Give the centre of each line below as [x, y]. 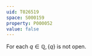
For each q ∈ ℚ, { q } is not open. [46, 47]
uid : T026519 [23, 12]
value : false [23, 29]
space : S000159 [25, 18]
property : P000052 [29, 23]
